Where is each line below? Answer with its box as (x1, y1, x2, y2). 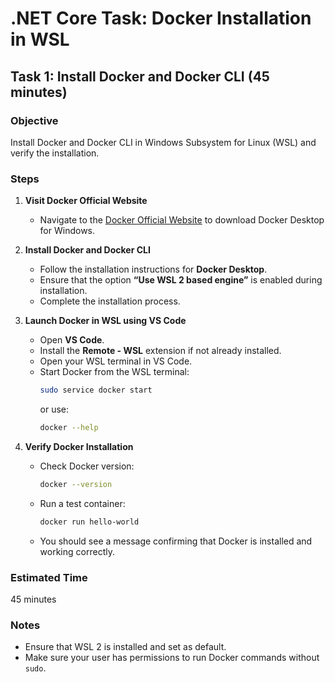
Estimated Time (10, 570, 88, 584)
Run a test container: (39, 497, 126, 509)
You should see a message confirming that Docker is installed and (39, 535, 313, 547)
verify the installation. (10, 147, 100, 159)
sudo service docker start (39, 385, 153, 396)
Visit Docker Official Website (24, 195, 148, 207)
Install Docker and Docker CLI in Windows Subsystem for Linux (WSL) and (10, 136, 317, 148)
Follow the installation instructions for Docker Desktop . (39, 263, 268, 276)
